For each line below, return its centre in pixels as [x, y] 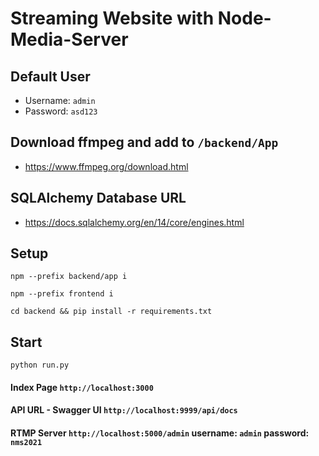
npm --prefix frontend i [62, 294]
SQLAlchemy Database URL [98, 198]
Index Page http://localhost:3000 [82, 387]
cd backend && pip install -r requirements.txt [111, 312]
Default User [50, 76]
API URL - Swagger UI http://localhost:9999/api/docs [124, 410]
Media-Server [69, 39]
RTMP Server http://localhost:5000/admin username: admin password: [160, 433]
